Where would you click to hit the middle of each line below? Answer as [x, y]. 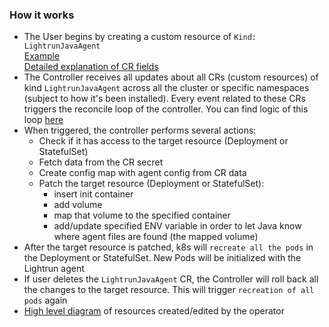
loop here [43, 120]
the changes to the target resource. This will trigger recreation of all [169, 290]
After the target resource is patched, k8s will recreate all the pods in [168, 247]
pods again [45, 300]
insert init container [93, 194]
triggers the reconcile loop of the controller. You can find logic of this [166, 109]
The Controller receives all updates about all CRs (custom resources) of [171, 77]
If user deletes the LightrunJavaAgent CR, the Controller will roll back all [171, 279]
